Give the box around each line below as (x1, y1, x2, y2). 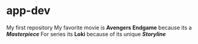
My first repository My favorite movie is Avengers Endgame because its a (6, 24, 192, 31)
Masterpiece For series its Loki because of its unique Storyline (6, 30, 166, 37)
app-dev (6, 4, 51, 18)
